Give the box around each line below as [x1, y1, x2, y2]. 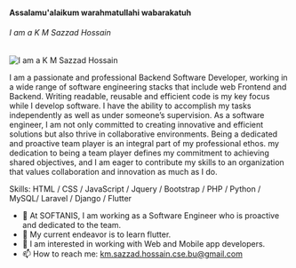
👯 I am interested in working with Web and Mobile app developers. [21, 238, 266, 248]
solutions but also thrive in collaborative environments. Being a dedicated [9, 129, 278, 139]
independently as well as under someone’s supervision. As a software [9, 109, 265, 120]
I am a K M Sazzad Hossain [9, 28, 111, 38]
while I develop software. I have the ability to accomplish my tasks [9, 100, 252, 111]
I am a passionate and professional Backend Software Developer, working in [9, 72, 288, 83]
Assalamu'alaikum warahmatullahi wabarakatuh [9, 7, 192, 18]
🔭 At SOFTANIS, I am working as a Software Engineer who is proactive [21, 209, 280, 221]
